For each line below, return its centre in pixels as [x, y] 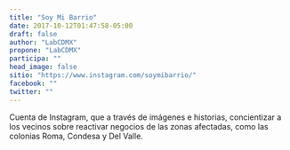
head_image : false [43, 67]
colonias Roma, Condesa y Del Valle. [77, 136]
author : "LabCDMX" [43, 42]
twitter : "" [31, 91]
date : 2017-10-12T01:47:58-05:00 [71, 26]
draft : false [33, 34]
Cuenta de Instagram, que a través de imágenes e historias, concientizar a [145, 117]
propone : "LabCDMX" [45, 51]
